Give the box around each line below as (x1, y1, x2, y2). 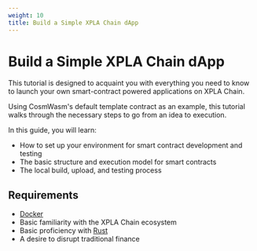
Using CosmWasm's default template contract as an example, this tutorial (8, 102, 246, 111)
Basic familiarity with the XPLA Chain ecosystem (19, 217, 177, 227)
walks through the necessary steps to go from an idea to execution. (8, 111, 227, 120)
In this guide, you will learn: (8, 125, 97, 135)
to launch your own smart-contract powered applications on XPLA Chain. (8, 87, 245, 96)
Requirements (8, 188, 79, 202)
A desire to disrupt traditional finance (19, 235, 140, 244)
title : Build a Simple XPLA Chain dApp (8, 19, 139, 27)
